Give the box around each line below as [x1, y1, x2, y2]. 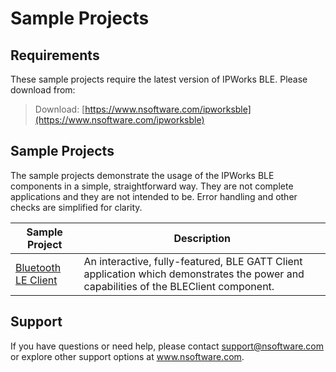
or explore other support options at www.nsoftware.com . [10, 350, 245, 362]
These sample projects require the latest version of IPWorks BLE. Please [10, 73, 308, 85]
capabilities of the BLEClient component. [83, 279, 275, 293]
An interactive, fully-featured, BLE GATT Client [83, 254, 303, 268]
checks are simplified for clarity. [10, 201, 143, 213]
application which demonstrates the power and [83, 267, 305, 281]
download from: [10, 84, 76, 96]
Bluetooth [15, 260, 62, 274]
